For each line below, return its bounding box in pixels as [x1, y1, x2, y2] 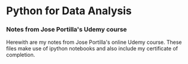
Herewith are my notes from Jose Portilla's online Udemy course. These [6, 39, 182, 46]
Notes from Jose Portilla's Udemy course [6, 25, 128, 34]
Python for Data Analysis [6, 4, 132, 18]
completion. [6, 52, 36, 59]
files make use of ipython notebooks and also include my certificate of [6, 45, 178, 52]
